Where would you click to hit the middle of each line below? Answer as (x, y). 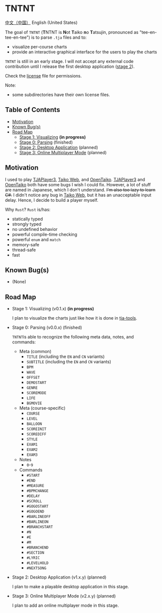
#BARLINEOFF (39, 517)
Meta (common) (35, 352)
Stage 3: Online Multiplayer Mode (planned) (63, 152)
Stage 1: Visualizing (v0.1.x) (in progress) (53, 309)
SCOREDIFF (36, 435)
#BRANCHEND (37, 548)
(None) (19, 282)
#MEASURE (35, 486)
